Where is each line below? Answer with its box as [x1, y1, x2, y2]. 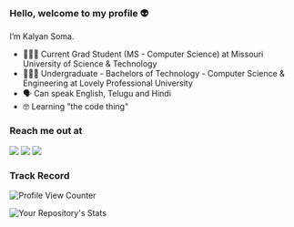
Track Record [9, 169, 70, 181]
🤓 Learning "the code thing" [22, 101, 129, 112]
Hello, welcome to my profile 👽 [9, 6, 149, 19]
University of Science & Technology [22, 58, 157, 69]
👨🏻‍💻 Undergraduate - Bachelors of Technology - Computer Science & [22, 68, 285, 79]
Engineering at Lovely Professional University [22, 77, 194, 88]
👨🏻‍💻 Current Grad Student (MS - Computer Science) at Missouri [22, 48, 264, 60]
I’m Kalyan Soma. [9, 31, 75, 42]
